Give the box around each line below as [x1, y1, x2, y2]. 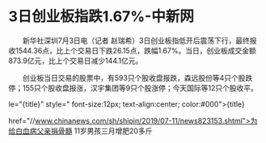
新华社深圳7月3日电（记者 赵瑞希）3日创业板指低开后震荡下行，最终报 [22, 36, 257, 45]
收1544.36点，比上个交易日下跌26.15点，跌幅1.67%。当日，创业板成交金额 [8, 45, 256, 55]
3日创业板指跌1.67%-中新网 [8, 7, 194, 26]
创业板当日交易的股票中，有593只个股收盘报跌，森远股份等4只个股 [22, 73, 246, 82]
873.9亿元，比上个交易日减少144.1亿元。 [8, 56, 143, 65]
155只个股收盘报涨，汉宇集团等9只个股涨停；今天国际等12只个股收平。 [22, 82, 259, 93]
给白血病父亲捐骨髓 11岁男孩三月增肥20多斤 [8, 126, 153, 136]
